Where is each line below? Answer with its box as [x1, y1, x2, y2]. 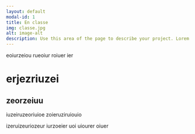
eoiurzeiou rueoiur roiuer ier [6, 52, 74, 59]
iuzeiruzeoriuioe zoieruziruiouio [6, 111, 82, 118]
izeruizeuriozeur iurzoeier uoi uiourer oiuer [6, 122, 109, 129]
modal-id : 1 [6, 14, 35, 20]
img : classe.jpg [6, 25, 46, 31]
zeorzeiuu [6, 95, 44, 105]
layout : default [6, 8, 46, 15]
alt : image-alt [6, 30, 43, 36]
